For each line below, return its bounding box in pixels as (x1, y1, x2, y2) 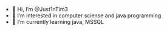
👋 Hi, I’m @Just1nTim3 (12, 6, 69, 13)
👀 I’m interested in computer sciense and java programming (12, 12, 162, 19)
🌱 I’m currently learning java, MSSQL (12, 18, 104, 25)
